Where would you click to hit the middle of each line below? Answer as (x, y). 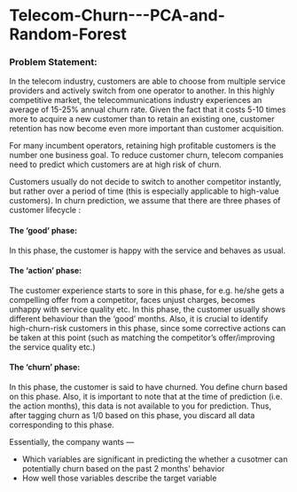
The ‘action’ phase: (46, 271)
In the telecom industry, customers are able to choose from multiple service (148, 82)
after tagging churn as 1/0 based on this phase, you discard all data (132, 416)
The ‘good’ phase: (43, 231)
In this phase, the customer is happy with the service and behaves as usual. (148, 250)
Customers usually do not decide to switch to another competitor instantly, (145, 182)
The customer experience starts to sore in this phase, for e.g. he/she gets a (147, 290)
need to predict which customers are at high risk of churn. (115, 164)
